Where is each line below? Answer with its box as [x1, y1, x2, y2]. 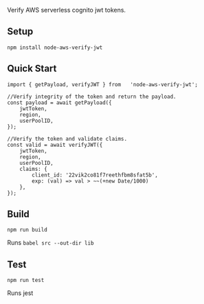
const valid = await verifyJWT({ [7, 141, 103, 148]
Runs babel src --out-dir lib [7, 239, 94, 247]
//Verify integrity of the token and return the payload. [7, 93, 177, 100]
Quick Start [7, 63, 57, 74]
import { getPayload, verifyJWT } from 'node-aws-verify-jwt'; [7, 81, 198, 88]
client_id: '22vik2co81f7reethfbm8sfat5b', [32, 172, 158, 179]
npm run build [7, 227, 48, 234]
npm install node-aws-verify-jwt [7, 44, 103, 51]
